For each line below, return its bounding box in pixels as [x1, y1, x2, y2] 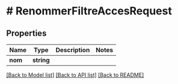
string [32, 56, 50, 64]
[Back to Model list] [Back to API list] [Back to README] [6, 71, 144, 79]
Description [55, 46, 90, 54]
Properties [6, 28, 47, 38]
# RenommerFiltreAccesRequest [6, 4, 173, 18]
